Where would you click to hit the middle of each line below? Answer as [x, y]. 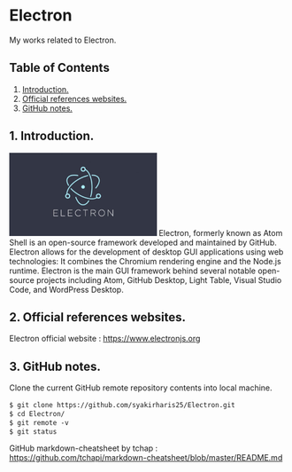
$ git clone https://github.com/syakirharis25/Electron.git [123, 405]
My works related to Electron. [63, 40]
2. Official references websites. [98, 317]
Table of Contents [60, 68]
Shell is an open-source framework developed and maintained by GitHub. [143, 242]
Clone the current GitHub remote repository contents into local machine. [141, 388]
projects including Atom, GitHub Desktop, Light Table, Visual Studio [159, 279]
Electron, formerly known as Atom [221, 232]
